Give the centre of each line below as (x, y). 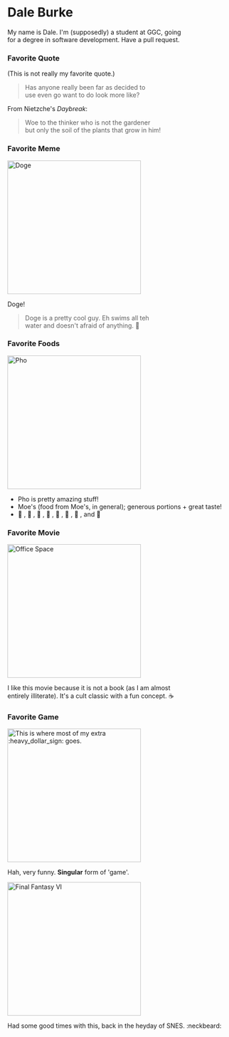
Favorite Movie (34, 533)
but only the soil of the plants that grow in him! (93, 130)
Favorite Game (33, 717)
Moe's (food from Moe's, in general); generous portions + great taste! (120, 506)
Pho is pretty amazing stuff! (58, 499)
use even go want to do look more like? (82, 95)
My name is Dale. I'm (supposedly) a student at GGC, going (94, 32)
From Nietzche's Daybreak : (47, 109)
